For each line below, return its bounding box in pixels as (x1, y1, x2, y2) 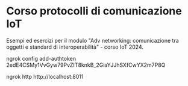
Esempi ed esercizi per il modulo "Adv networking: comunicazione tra (6, 37, 179, 44)
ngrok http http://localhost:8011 (6, 73, 84, 80)
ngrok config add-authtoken (6, 55, 77, 62)
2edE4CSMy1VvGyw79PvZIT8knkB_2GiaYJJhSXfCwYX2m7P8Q (6, 61, 166, 69)
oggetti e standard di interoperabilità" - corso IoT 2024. (6, 43, 143, 51)
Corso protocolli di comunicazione (6, 4, 182, 18)
